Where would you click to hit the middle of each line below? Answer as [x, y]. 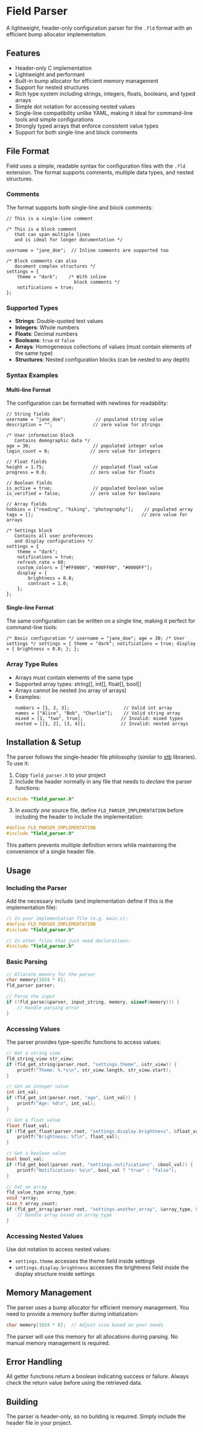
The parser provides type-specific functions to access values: [84, 1042]
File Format [28, 152]
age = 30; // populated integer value [85, 446]
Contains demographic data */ [52, 441]
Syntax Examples [32, 375]
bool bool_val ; [25, 1159]
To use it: [18, 763]
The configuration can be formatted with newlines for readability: [87, 403]
